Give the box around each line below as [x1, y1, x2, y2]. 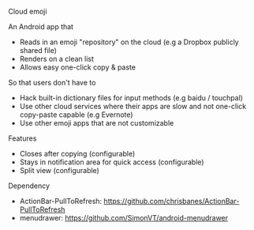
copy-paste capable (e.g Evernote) [19, 110, 133, 119]
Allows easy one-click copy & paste [19, 62, 136, 72]
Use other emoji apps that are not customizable [19, 119, 174, 127]
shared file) [19, 46, 58, 55]
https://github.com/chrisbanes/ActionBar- [103, 197, 240, 205]
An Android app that [8, 22, 73, 31]
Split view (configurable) [19, 166, 100, 175]
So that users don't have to [8, 78, 96, 87]
